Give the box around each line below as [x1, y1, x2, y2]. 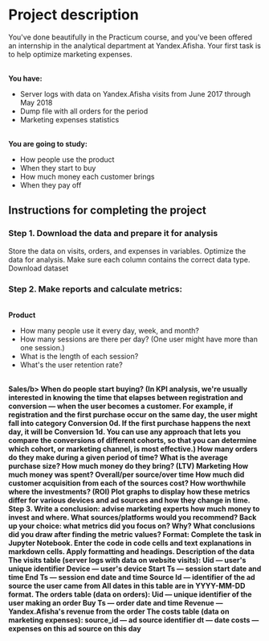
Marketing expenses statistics [19, 114, 120, 124]
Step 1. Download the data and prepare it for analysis [8, 228, 218, 239]
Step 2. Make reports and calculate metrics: [8, 283, 183, 295]
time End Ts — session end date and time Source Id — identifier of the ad [8, 572, 255, 581]
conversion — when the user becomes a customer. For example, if [8, 401, 234, 411]
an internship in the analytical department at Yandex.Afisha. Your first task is [8, 40, 261, 50]
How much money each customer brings [19, 172, 155, 181]
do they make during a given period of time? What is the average [8, 453, 228, 462]
